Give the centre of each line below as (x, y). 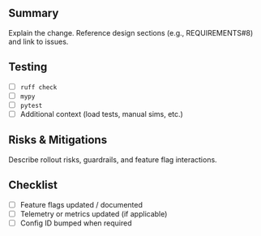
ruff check (39, 87)
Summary (34, 13)
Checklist (33, 185)
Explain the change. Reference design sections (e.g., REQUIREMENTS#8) (131, 32)
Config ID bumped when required (76, 223)
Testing (28, 67)
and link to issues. (39, 41)
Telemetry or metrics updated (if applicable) (94, 213)
